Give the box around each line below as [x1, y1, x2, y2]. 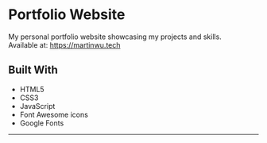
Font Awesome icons [19, 110, 89, 119]
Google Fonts [19, 118, 64, 128]
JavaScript [19, 101, 56, 110]
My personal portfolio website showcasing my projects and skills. [8, 32, 222, 41]
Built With [8, 64, 58, 77]
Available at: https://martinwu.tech [8, 40, 121, 49]
